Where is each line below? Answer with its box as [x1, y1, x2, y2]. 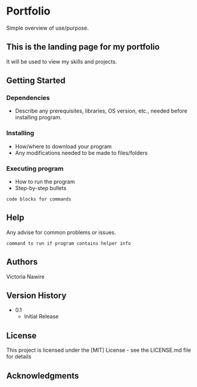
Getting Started [6, 76, 66, 86]
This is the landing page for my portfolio [6, 42, 160, 52]
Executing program [6, 164, 64, 173]
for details [6, 353, 31, 360]
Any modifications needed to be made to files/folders [15, 149, 148, 156]
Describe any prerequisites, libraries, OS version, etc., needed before [15, 107, 188, 114]
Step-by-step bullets [15, 185, 66, 192]
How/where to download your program [15, 142, 112, 150]
